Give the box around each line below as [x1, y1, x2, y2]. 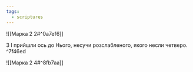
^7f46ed [6, 47, 26, 54]
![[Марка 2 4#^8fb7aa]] [6, 59, 64, 66]
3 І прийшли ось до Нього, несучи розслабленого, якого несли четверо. [6, 42, 188, 49]
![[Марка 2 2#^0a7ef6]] [6, 30, 64, 37]
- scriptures [11, 14, 44, 20]
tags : [6, 8, 19, 15]
